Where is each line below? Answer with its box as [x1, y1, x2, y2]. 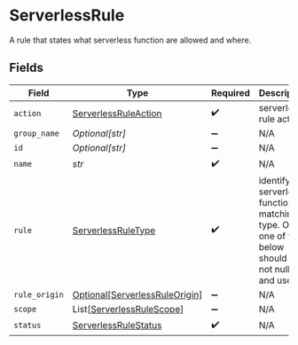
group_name [13, 128, 59, 138]
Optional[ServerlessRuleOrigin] [72, 288, 203, 301]
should [258, 252, 287, 264]
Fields [9, 60, 44, 75]
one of [258, 230, 286, 242]
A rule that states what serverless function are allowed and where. [9, 35, 252, 45]
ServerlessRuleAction [72, 107, 162, 120]
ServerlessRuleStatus [72, 319, 162, 332]
